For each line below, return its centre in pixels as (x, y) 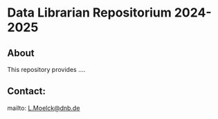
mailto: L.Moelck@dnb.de (44, 108)
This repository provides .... (46, 70)
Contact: (27, 91)
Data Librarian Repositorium (89, 13)
